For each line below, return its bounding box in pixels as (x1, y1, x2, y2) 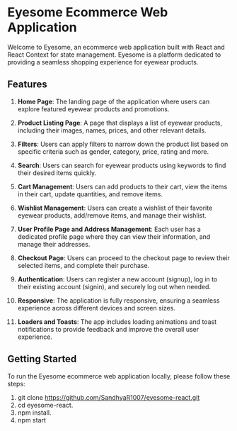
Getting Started (7, 353, 77, 365)
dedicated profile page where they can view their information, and (17, 232, 211, 241)
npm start (17, 415, 46, 424)
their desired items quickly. (17, 168, 97, 177)
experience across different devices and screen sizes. (17, 303, 175, 312)
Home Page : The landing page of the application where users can (17, 97, 210, 106)
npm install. (17, 408, 52, 417)
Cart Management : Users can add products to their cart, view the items (17, 182, 228, 191)
